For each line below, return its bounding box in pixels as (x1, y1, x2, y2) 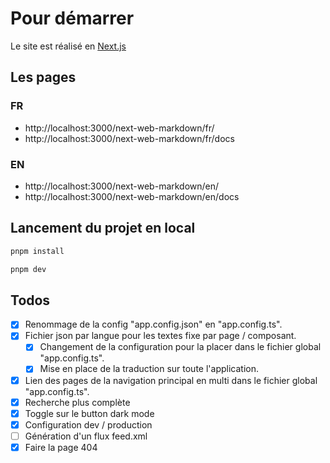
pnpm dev (10, 264, 47, 274)
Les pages (10, 69, 77, 86)
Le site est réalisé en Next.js (10, 40, 127, 52)
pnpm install (10, 246, 65, 256)
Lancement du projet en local (10, 220, 196, 237)
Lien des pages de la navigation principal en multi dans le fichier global (24, 374, 318, 386)
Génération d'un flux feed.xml (24, 430, 148, 442)
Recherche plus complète (24, 396, 131, 408)
